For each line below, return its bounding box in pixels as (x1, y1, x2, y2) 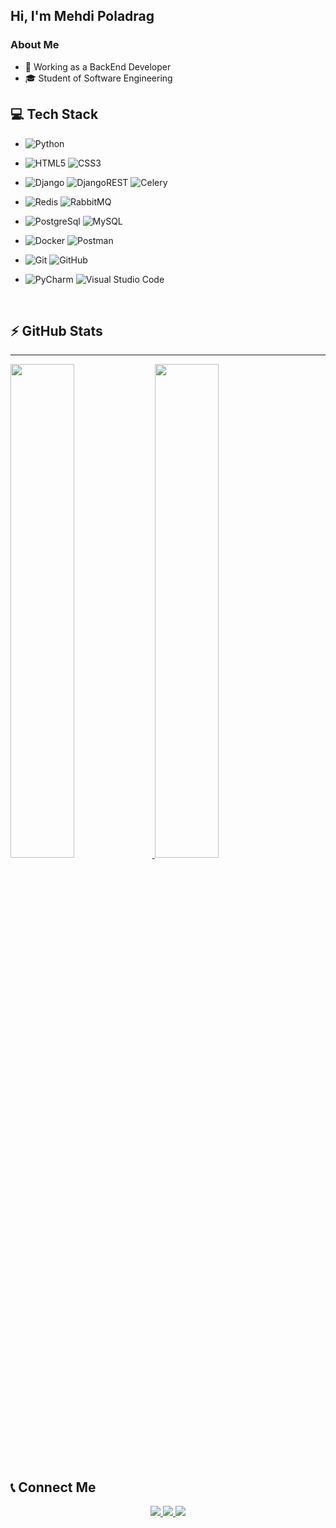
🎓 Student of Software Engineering (24, 72, 173, 84)
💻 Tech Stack (10, 106, 99, 123)
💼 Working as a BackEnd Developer (24, 60, 172, 73)
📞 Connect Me (10, 1479, 97, 1496)
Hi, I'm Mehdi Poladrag (10, 8, 155, 25)
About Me (10, 38, 60, 52)
